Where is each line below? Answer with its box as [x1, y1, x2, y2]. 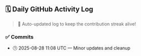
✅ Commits [5, 33, 34, 40]
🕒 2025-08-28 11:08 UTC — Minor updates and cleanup [12, 45, 130, 51]
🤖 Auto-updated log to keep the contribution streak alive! [17, 20, 136, 27]
